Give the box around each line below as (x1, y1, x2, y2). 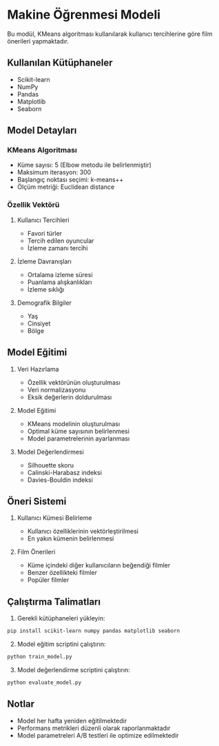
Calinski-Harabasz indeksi (27, 468, 102, 476)
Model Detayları (7, 125, 77, 137)
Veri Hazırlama (17, 365, 59, 373)
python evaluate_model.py (7, 679, 81, 686)
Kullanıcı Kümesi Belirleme (17, 514, 92, 522)
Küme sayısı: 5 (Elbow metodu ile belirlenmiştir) (17, 161, 152, 169)
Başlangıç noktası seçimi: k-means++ (17, 176, 124, 184)
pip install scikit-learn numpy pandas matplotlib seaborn (7, 627, 180, 634)
